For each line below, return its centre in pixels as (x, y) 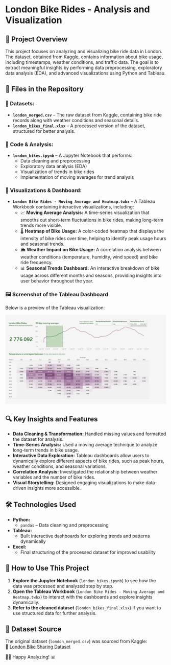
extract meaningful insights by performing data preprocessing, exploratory (84, 68)
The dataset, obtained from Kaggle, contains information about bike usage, (84, 57)
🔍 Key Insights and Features (52, 419)
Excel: (19, 547)
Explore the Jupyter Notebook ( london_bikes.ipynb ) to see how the (84, 580)
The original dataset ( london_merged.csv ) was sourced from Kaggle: (76, 642)
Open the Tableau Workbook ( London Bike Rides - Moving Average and (89, 591)
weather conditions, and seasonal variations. (60, 466)
